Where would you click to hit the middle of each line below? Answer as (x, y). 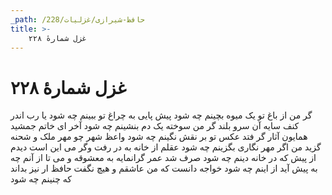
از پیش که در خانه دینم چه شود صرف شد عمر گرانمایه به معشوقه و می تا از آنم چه (163, 158)
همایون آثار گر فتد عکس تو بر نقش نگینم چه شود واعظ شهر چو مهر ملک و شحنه (159, 137)
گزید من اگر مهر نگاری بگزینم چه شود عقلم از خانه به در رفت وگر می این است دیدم (166, 147)
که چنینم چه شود (41, 179)
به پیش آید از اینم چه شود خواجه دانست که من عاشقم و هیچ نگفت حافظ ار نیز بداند (164, 168)
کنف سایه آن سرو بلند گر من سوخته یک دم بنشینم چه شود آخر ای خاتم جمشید (155, 126)
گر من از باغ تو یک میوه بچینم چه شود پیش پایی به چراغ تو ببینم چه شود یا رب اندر (161, 115)
